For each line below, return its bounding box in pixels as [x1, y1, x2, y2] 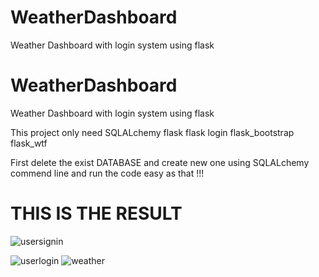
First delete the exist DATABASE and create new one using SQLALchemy [10, 156, 310, 168]
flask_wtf [10, 137, 48, 149]
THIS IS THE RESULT [10, 202, 183, 225]
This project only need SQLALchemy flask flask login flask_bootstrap [10, 126, 295, 138]
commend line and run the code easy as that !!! [10, 167, 205, 179]
